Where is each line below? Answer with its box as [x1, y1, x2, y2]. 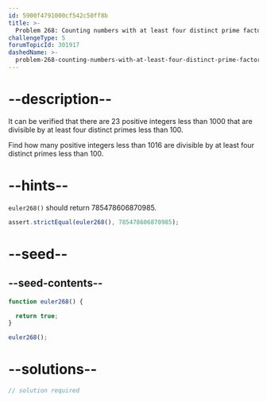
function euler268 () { [8, 297, 83, 306]
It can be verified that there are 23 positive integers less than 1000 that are [8, 116, 253, 126]
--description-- [8, 91, 113, 108]
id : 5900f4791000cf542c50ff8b [8, 11, 109, 20]
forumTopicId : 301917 [8, 41, 80, 49]
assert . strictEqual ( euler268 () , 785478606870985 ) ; [8, 218, 180, 226]
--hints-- [8, 176, 69, 195]
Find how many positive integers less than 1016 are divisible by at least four [8, 140, 255, 149]
